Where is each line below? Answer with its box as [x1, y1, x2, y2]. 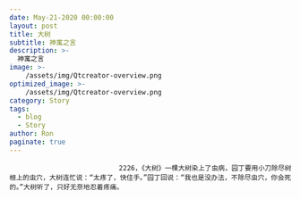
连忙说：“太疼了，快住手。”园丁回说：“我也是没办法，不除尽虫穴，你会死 [62, 173, 292, 182]
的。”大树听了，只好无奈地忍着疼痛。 [9, 182, 124, 192]
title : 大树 [9, 29, 51, 38]
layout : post [9, 21, 58, 30]
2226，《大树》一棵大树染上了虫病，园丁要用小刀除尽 [118, 163, 285, 172]
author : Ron [9, 129, 54, 138]
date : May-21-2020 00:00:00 [9, 12, 115, 22]
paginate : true [9, 137, 66, 146]
